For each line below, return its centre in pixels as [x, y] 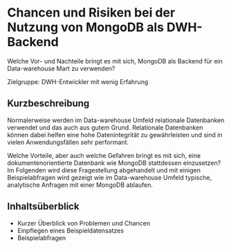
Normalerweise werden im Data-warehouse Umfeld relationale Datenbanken [116, 120]
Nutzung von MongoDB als [86, 27]
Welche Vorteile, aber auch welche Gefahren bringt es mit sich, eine [104, 155]
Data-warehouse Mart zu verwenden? [61, 68]
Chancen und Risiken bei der [91, 13]
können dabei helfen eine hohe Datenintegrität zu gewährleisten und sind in [115, 135]
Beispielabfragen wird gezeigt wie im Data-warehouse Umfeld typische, [110, 177]
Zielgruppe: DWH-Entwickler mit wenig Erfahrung [78, 81]
